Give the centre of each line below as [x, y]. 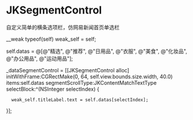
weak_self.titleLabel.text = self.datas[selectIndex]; [80, 100]
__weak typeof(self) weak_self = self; [51, 39]
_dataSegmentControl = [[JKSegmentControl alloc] [68, 70]
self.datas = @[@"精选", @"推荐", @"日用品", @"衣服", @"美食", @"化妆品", [96, 51]
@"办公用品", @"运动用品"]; [40, 58]
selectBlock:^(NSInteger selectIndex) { [53, 89]
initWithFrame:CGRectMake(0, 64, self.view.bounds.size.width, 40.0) [89, 76]
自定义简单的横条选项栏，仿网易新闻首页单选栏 [63, 27]
